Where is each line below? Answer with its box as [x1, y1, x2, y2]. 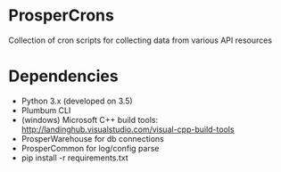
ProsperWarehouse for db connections [21, 133, 164, 143]
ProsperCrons [8, 5, 115, 26]
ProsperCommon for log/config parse [21, 143, 160, 153]
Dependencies [8, 66, 119, 86]
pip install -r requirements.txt [21, 152, 128, 163]
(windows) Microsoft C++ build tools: [21, 114, 158, 125]
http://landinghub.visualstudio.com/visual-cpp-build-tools [21, 124, 235, 135]
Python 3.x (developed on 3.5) [21, 95, 133, 106]
